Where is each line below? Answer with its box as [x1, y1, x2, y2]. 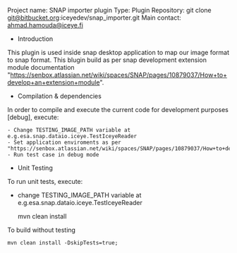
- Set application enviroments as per [7, 139, 121, 146]
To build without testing [7, 226, 76, 234]
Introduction [17, 35, 54, 43]
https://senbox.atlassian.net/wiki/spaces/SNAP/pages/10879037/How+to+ [10, 70, 228, 79]
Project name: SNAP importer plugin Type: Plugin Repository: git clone [7, 6, 212, 14]
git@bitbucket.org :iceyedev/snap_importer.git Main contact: [7, 13, 181, 22]
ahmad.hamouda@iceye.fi [7, 21, 83, 29]
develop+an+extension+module [7, 78, 100, 87]
